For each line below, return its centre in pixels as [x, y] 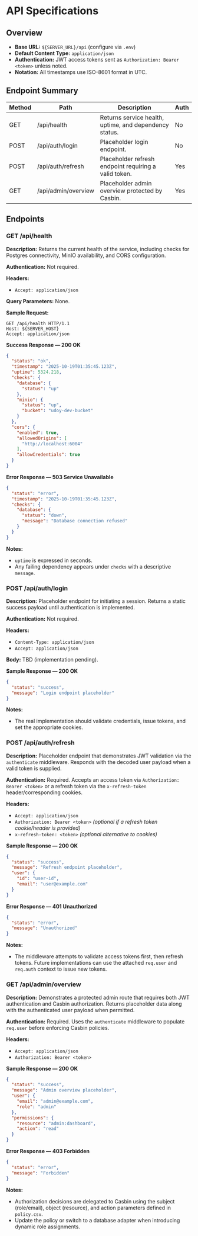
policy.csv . [29, 1214]
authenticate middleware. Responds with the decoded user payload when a [98, 762]
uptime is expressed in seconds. [53, 560]
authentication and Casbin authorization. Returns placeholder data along [94, 1004]
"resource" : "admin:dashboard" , [56, 1123]
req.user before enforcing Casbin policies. [58, 1028]
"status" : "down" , [44, 516]
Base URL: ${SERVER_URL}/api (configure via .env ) [75, 47]
